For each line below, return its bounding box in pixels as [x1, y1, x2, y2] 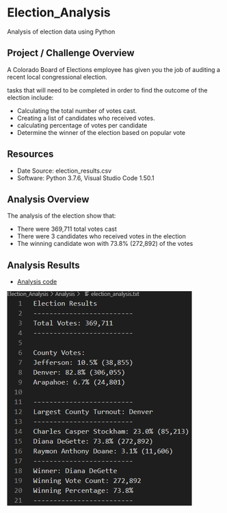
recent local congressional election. [7, 73, 108, 81]
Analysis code [16, 277, 57, 286]
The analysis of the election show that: [7, 212, 116, 220]
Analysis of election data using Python [7, 27, 116, 36]
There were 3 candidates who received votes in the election [16, 232, 187, 240]
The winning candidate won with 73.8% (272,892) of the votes [16, 240, 193, 248]
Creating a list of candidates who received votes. [16, 114, 155, 122]
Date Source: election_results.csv [16, 166, 111, 175]
